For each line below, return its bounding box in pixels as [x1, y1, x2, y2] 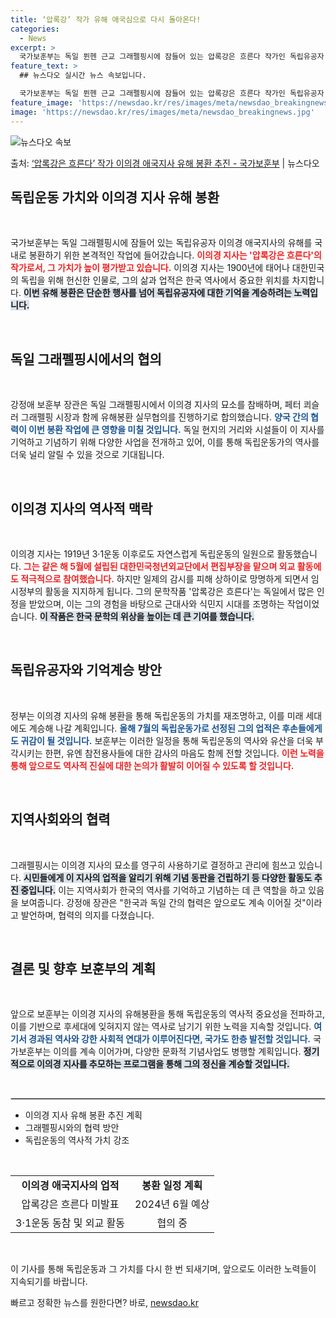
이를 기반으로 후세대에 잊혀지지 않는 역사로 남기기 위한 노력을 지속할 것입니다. [10, 1021, 312, 1033]
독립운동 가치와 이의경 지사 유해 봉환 [10, 189, 220, 206]
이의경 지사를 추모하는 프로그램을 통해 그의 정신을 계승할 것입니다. [36, 1058, 290, 1070]
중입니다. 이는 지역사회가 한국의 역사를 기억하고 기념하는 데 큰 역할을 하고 [20, 884, 307, 896]
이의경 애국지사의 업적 [21, 1179, 120, 1193]
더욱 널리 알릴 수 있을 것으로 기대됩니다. [10, 449, 165, 461]
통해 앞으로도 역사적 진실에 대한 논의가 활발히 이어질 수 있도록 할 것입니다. [10, 759, 295, 771]
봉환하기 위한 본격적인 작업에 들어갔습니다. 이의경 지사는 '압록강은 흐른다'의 [28, 249, 322, 261]
